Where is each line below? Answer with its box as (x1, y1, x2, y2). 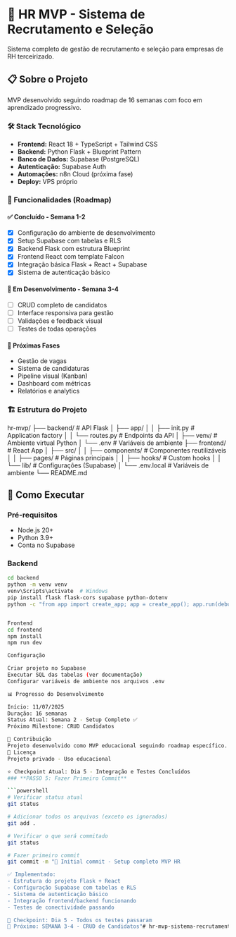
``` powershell (7, 788, 49, 795)
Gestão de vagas (17, 357, 67, 365)
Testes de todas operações (17, 324, 97, 333)
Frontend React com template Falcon (17, 252, 124, 261)
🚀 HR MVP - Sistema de (7, 6, 145, 23)
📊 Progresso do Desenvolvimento (7, 690, 104, 697)
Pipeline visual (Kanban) (17, 372, 88, 380)
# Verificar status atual (7, 794, 83, 801)
